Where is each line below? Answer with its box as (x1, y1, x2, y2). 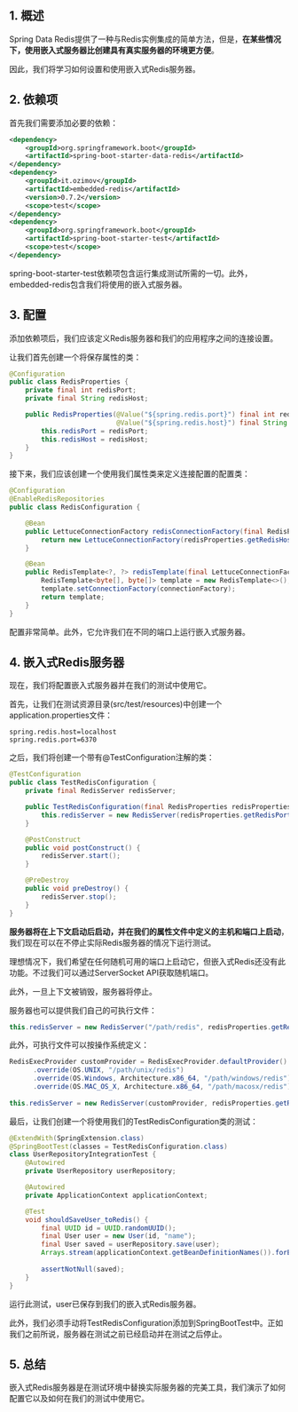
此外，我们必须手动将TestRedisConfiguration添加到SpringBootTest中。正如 (9, 1317, 284, 1328)
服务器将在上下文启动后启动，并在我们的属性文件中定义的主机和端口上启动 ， (9, 926, 289, 937)
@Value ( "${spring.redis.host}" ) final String (116, 418, 288, 427)
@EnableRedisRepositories (9, 495, 105, 504)
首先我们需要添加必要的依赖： (9, 117, 118, 128)
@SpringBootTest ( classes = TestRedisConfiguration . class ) (9, 1142, 228, 1151)
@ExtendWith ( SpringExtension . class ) (9, 1133, 145, 1143)
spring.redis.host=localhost (9, 727, 117, 737)
